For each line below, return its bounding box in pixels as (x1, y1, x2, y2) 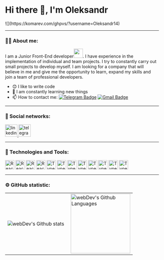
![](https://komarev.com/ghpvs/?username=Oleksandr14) (5, 21, 120, 26)
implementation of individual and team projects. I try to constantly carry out (5, 59, 157, 65)
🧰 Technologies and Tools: (5, 149, 69, 155)
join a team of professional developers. (5, 74, 83, 80)
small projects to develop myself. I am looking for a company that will (5, 64, 144, 70)
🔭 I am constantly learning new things (12, 89, 88, 95)
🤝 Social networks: (5, 113, 51, 120)
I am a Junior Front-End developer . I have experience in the (5, 53, 134, 59)
